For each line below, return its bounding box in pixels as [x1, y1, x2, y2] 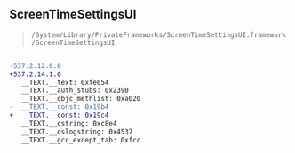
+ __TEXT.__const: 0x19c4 [9, 111, 109, 120]
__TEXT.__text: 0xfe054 [20, 78, 109, 87]
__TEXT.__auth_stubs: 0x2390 [20, 86, 129, 96]
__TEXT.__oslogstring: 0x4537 [20, 127, 133, 136]
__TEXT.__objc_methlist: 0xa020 [20, 95, 141, 103]
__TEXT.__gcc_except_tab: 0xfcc [20, 135, 141, 144]
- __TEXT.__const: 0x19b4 [9, 103, 109, 111]
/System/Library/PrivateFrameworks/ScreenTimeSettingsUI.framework [30, 30, 286, 39]
